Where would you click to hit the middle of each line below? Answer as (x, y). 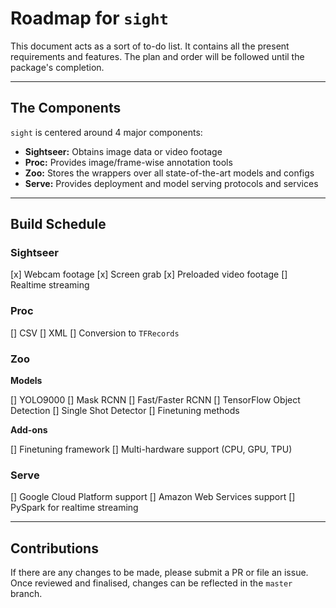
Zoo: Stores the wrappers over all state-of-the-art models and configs (169, 173)
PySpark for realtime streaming (74, 508)
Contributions (54, 548)
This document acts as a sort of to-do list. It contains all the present (150, 46)
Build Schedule (58, 224)
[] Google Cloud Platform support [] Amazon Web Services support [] (153, 497)
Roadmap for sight (89, 18)
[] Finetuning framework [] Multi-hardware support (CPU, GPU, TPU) (151, 449)
